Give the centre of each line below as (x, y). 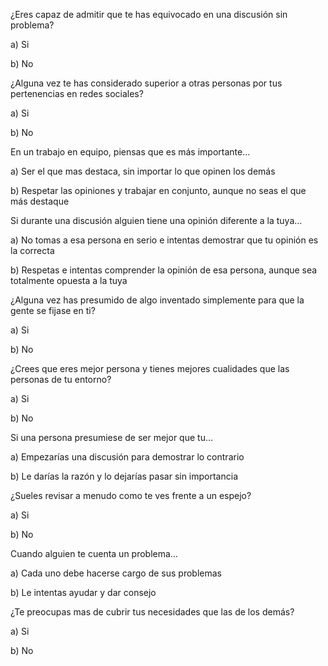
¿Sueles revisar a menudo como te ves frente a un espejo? (131, 495)
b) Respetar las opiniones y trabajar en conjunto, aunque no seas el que (158, 190)
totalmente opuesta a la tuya (69, 280)
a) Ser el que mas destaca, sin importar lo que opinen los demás (143, 171)
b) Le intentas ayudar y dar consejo (83, 592)
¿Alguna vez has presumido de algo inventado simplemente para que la (157, 300)
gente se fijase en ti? (53, 310)
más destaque (40, 201)
